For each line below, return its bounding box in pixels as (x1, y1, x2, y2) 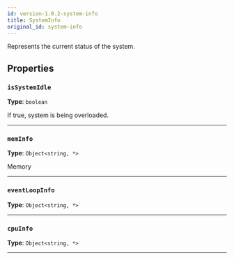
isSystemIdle (7, 83, 52, 91)
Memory (7, 162, 31, 171)
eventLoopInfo (7, 186, 55, 194)
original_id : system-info (7, 23, 82, 30)
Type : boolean (7, 98, 48, 106)
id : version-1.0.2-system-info (7, 10, 98, 17)
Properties (7, 62, 54, 74)
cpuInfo (7, 224, 33, 232)
